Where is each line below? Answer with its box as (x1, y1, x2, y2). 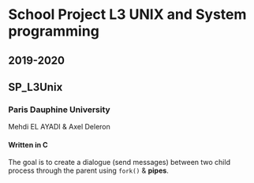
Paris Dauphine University (8, 104, 110, 115)
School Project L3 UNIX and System (8, 6, 247, 24)
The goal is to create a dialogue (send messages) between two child (8, 158, 231, 167)
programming (8, 22, 100, 40)
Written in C (8, 140, 49, 149)
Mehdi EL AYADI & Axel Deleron (8, 122, 110, 132)
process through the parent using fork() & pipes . (8, 166, 170, 175)
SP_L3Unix (8, 80, 63, 94)
